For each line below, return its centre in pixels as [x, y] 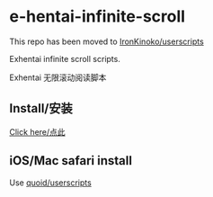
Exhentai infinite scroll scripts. [65, 58]
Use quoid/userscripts [50, 183]
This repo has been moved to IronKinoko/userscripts [106, 41]
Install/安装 [41, 108]
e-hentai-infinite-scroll [98, 17]
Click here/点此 [37, 131]
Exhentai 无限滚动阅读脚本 [58, 77]
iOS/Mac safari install [71, 161]
